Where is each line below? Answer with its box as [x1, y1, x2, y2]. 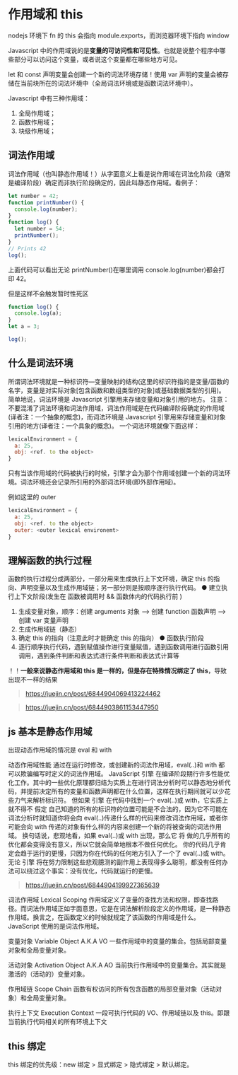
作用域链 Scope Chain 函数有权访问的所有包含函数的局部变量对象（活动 [8, 984, 216, 994]
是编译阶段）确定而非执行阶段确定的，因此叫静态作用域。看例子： [8, 178, 200, 187]
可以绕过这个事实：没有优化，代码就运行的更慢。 [13, 867, 157, 876]
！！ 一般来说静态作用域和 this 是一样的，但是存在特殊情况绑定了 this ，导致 [8, 666, 227, 675]
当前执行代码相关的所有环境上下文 [8, 1018, 107, 1026]
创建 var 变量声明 [18, 616, 69, 624]
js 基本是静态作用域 [8, 726, 93, 738]
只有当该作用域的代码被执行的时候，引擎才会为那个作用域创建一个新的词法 [8, 469, 225, 477]
